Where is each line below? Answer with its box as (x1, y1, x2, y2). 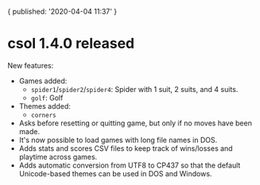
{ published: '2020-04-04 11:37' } (7, 7, 118, 16)
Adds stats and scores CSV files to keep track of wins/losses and (18, 143, 233, 153)
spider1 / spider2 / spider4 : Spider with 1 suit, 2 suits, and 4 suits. (30, 84, 239, 94)
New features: (7, 60, 54, 70)
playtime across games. (18, 152, 98, 161)
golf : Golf (30, 93, 64, 102)
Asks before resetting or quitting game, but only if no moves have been (18, 118, 252, 128)
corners (30, 111, 56, 119)
